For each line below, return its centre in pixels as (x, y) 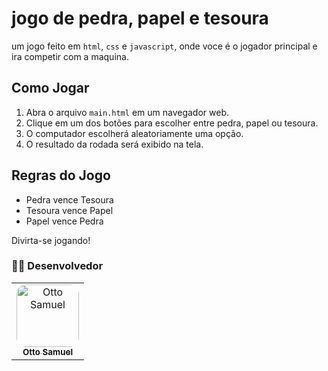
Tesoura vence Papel (69, 210)
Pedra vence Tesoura (69, 199)
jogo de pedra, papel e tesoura (140, 18)
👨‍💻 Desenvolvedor (57, 266)
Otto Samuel (47, 351)
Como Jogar (50, 88)
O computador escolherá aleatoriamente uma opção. (134, 133)
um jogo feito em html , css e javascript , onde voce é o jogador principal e (164, 46)
